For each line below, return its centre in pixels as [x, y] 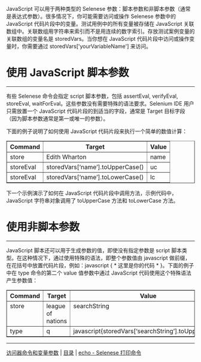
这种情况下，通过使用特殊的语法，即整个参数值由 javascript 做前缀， [106, 258]
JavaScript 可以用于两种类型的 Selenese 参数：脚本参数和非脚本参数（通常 [98, 9]
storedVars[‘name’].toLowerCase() [95, 177]
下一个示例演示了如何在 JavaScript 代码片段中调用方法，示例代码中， [92, 193]
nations [57, 321]
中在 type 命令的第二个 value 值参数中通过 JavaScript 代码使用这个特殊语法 [99, 273]
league [56, 306]
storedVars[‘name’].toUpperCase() [95, 167]
